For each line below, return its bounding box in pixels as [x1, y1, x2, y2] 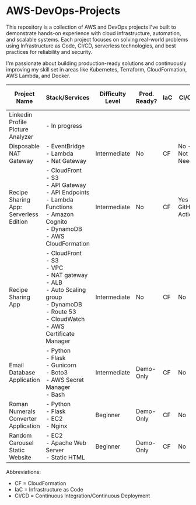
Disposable [9, 142, 40, 150]
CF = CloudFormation [14, 479, 66, 487]
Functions [45, 203, 73, 211]
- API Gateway [45, 180, 86, 189]
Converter [9, 414, 37, 422]
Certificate [45, 329, 75, 337]
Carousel [9, 438, 34, 446]
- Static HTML [45, 453, 86, 461]
